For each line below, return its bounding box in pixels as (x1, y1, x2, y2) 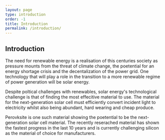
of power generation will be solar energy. (5, 78, 90, 85)
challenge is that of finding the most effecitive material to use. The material (5, 93, 159, 100)
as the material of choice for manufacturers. (5, 130, 96, 136)
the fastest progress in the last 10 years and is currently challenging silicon (5, 124, 159, 130)
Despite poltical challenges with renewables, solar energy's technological (5, 88, 156, 94)
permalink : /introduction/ (5, 26, 61, 31)
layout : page (5, 7, 32, 12)
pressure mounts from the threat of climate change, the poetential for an (5, 63, 154, 69)
